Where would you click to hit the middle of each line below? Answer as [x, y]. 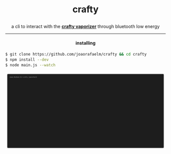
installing [85, 43]
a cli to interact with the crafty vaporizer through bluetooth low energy [85, 27]
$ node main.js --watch [31, 65]
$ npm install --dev [27, 60]
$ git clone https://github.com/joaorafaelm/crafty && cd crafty [76, 55]
